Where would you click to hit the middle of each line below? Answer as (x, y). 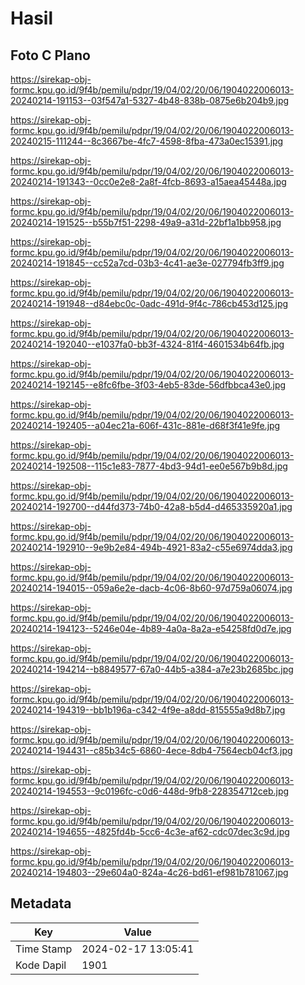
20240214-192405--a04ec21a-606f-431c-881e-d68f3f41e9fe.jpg (145, 425)
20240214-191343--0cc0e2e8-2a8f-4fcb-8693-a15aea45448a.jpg (148, 181)
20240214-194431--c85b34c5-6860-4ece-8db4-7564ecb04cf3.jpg (151, 750)
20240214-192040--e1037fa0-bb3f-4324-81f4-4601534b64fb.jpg (147, 344)
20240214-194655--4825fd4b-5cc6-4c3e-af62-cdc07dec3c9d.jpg (150, 831)
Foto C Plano (50, 55)
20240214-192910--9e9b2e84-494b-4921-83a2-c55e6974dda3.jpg (151, 547)
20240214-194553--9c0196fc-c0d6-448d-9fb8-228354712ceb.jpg (150, 791)
